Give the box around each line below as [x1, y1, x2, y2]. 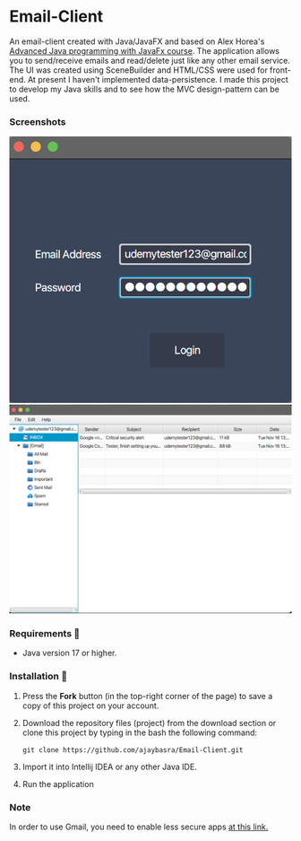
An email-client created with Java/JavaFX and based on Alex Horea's [9, 36, 265, 47]
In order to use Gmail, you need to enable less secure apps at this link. [9, 821, 269, 832]
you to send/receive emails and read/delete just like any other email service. [9, 55, 291, 66]
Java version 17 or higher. [21, 648, 117, 659]
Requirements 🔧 [9, 626, 81, 639]
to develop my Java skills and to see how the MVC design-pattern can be [9, 83, 280, 94]
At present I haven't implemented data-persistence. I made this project [27, 74, 288, 84]
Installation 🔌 [9, 670, 68, 683]
